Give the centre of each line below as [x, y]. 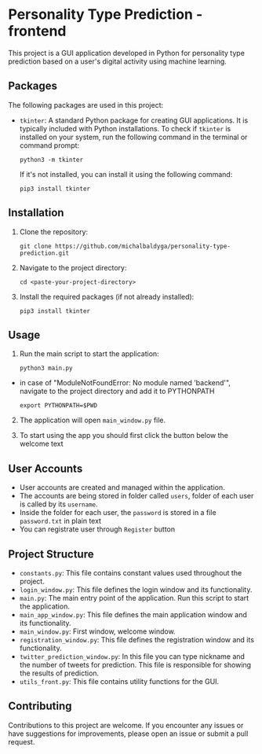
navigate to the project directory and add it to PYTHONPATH [117, 392]
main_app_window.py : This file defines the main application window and [133, 614]
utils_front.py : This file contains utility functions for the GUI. [119, 681]
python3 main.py [46, 368]
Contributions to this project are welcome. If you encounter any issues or [126, 725]
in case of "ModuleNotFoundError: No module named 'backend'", [125, 383]
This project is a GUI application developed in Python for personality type [127, 53]
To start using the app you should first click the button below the [124, 436]
